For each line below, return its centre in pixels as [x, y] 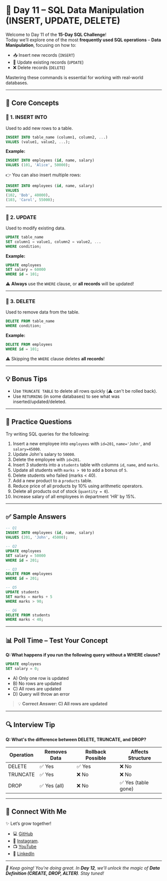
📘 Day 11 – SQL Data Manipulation [75, 10]
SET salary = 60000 [26, 270]
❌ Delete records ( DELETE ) [39, 67]
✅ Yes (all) [52, 785]
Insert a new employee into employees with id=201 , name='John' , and [82, 443]
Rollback [96, 752]
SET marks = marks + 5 [29, 597]
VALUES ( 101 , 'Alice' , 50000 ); [38, 165]
